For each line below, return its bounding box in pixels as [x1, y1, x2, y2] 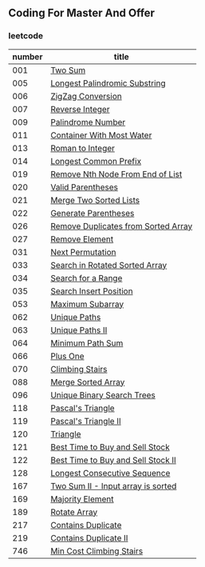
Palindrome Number [50, 116, 126, 127]
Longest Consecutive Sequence [50, 467, 171, 478]
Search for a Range [50, 272, 123, 283]
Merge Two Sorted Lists [50, 194, 140, 206]
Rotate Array [50, 506, 98, 517]
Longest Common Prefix [50, 155, 142, 166]
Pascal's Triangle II [50, 415, 121, 426]
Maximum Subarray [50, 298, 124, 309]
